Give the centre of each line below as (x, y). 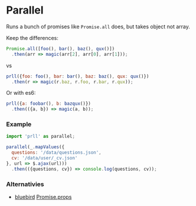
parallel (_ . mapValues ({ (35, 147)
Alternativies (25, 184)
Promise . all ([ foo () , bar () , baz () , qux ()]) (61, 49)
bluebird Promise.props (43, 197)
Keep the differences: (32, 38)
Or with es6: (21, 93)
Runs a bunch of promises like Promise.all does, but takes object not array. (98, 26)
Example (19, 124)
